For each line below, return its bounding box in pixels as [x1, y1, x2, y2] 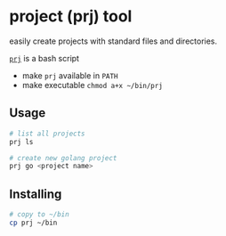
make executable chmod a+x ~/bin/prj [21, 79, 163, 90]
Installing [9, 186, 62, 201]
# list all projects [9, 129, 86, 138]
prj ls [9, 137, 34, 146]
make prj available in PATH [21, 69, 118, 81]
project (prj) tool [9, 6, 133, 27]
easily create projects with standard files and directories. [9, 36, 218, 46]
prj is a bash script [9, 53, 80, 63]
